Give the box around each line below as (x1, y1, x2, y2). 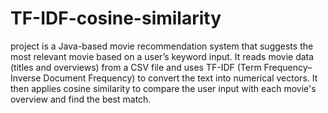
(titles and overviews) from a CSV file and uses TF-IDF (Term (10, 61, 262, 73)
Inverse (10, 72, 42, 84)
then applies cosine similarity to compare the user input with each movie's (10, 82, 317, 94)
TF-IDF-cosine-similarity (10, 7, 222, 30)
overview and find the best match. (10, 93, 152, 105)
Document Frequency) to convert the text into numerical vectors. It (43, 72, 318, 84)
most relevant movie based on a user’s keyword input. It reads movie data (10, 50, 315, 62)
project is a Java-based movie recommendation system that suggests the (10, 40, 314, 52)
